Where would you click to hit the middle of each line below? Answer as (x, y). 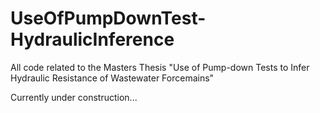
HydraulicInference (92, 39)
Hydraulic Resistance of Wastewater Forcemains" (112, 78)
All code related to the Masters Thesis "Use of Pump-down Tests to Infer (160, 67)
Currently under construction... (74, 97)
